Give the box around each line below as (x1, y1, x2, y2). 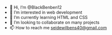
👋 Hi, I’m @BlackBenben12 (9, 5, 62, 10)
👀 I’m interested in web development (9, 9, 83, 15)
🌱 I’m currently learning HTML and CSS (9, 15, 88, 20)
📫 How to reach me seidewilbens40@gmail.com (9, 25, 107, 30)
